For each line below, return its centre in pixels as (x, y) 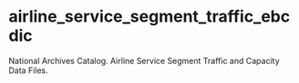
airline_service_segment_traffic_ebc (149, 17)
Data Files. (29, 70)
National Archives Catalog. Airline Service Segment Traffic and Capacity (144, 60)
